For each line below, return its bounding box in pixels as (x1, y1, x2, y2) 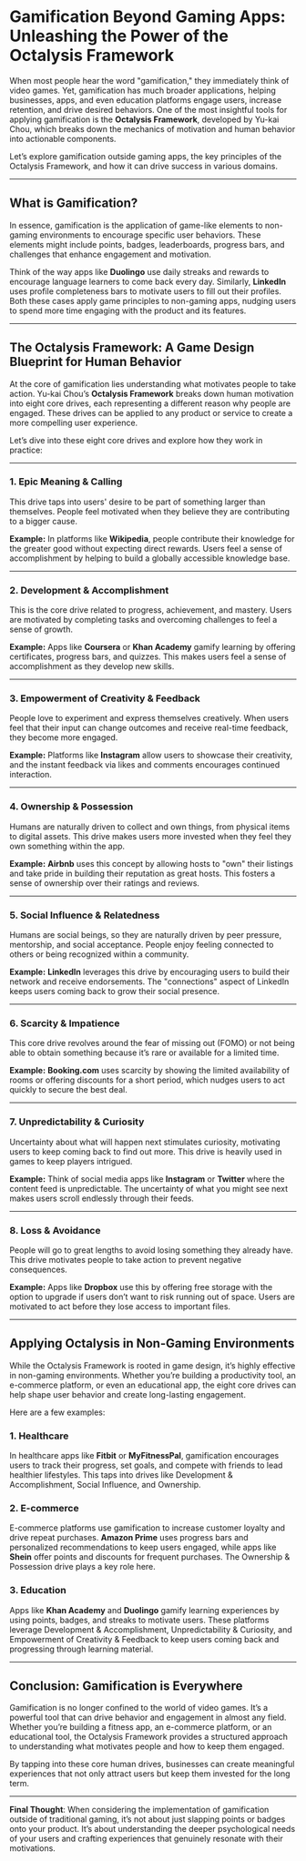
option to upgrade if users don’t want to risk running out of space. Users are (9, 1291, 296, 1302)
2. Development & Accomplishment (9, 584, 169, 596)
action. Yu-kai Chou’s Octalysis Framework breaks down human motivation (9, 388, 294, 399)
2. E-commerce (9, 1501, 79, 1514)
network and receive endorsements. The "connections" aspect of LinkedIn (9, 976, 290, 987)
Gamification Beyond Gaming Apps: (9, 6, 286, 27)
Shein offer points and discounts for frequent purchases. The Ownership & (9, 1551, 291, 1562)
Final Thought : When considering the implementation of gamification (9, 1805, 270, 1815)
